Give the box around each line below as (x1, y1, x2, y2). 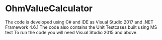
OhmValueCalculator (5, 3, 93, 14)
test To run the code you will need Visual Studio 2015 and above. (5, 29, 138, 35)
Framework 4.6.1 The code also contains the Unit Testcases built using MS (5, 24, 158, 30)
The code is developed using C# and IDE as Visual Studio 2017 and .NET (5, 19, 154, 25)
